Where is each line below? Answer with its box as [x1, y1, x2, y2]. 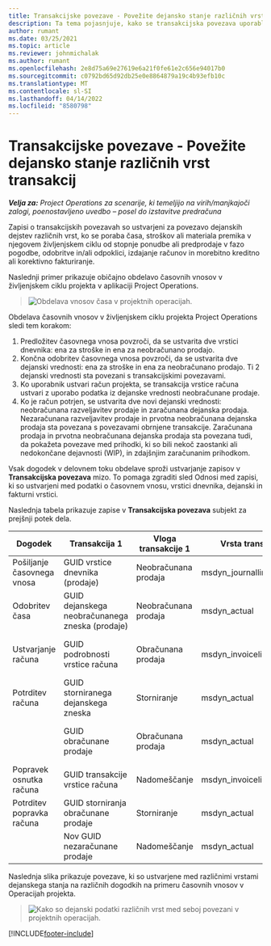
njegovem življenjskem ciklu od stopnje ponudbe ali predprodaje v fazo [8, 239, 244, 249]
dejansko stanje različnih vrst [8, 154, 211, 172]
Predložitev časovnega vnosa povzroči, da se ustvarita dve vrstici [19, 336, 239, 346]
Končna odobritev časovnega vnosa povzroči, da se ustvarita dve [19, 353, 238, 364]
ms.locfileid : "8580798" [8, 102, 92, 110]
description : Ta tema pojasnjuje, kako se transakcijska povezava [8, 19, 236, 27]
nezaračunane [63, 841, 119, 852]
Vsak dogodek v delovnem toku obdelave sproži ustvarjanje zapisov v [8, 464, 240, 474]
